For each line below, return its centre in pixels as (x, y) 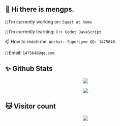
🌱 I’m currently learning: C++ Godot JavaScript (53, 32)
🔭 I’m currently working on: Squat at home (49, 21)
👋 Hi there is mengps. (40, 9)
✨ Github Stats (29, 69)
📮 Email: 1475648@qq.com (30, 53)
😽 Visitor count (31, 106)
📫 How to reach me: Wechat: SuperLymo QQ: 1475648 (60, 41)
